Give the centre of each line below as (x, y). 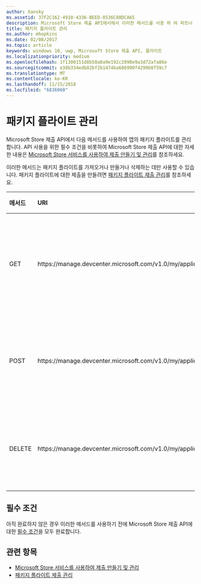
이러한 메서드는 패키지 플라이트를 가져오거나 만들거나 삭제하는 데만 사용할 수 (95, 167)
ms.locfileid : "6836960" (37, 90)
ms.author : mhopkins (32, 34)
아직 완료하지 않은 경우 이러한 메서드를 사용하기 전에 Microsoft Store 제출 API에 (100, 524)
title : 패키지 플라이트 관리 (37, 29)
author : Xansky (25, 12)
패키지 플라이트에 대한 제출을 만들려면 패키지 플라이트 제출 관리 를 (95, 174)
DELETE (20, 448)
